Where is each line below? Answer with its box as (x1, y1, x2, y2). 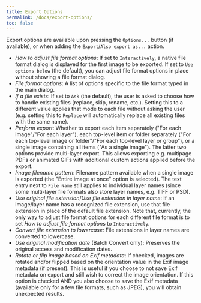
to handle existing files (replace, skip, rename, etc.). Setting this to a (14, 99, 183, 106)
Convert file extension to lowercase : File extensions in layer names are (14, 226, 190, 234)
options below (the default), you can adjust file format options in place (14, 67, 189, 74)
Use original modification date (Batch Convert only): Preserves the (14, 239, 180, 247)
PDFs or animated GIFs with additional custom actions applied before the (14, 157, 196, 164)
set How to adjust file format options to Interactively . (14, 220, 150, 227)
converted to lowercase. (14, 233, 75, 240)
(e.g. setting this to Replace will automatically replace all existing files (14, 112, 185, 119)
